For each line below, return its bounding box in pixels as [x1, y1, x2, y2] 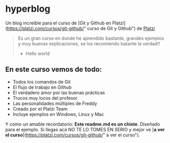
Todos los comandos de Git [12, 78, 71, 84]
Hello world [25, 50, 50, 56]
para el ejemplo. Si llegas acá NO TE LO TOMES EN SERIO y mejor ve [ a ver [5, 126, 165, 132]
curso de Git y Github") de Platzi [87, 25, 155, 31]
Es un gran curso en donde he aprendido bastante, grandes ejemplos [17, 35, 164, 41]
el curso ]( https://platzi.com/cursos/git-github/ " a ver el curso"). [5, 132, 140, 138]
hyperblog [5, 3, 51, 15]
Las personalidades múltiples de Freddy [12, 100, 97, 106]
